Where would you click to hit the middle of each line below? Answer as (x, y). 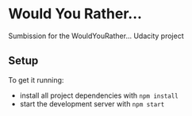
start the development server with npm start (92, 103)
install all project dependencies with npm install (99, 95)
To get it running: (36, 79)
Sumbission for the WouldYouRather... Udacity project (96, 36)
